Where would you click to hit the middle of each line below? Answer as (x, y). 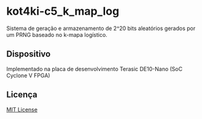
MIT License (22, 109)
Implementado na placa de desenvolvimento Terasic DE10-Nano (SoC (95, 69)
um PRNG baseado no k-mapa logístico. (57, 34)
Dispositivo (29, 54)
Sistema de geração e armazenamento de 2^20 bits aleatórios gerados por (101, 28)
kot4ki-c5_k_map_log (63, 11)
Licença (22, 95)
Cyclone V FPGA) (28, 75)
